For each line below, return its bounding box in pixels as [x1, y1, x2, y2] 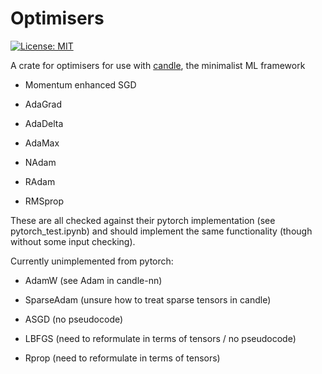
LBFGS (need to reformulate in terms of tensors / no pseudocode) [24, 332, 297, 344]
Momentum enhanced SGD [24, 78, 137, 91]
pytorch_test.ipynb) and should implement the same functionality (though [10, 225, 313, 237]
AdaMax [24, 137, 60, 149]
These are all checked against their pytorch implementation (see [10, 214, 276, 226]
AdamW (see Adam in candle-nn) [24, 274, 163, 286]
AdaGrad [24, 98, 63, 110]
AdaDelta [24, 117, 64, 129]
